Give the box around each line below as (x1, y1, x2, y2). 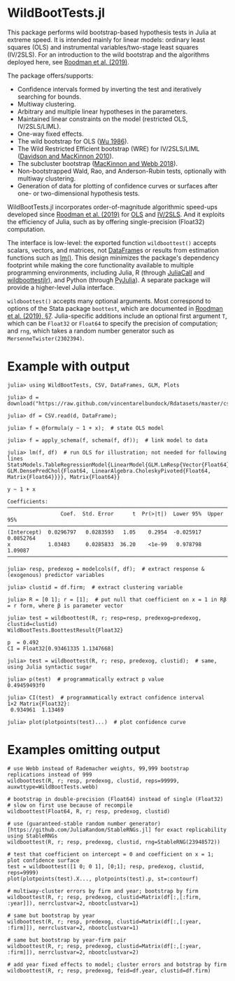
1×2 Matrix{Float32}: (7, 700, 71, 707)
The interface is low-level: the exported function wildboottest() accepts (7, 238, 217, 246)
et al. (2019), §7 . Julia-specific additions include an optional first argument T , (7, 312, 227, 320)
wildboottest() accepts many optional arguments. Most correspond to (7, 296, 211, 305)
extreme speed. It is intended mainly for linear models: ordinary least (7, 35, 206, 43)
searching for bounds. (17, 92, 82, 101)
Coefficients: (7, 498, 49, 505)
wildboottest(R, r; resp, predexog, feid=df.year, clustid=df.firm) (7, 967, 211, 974)
